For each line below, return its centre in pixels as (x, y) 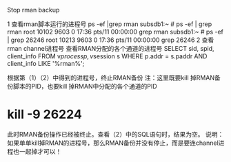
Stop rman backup (33, 10)
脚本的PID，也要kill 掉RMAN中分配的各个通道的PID (85, 86)
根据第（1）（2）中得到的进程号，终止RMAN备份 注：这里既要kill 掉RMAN (111, 78)
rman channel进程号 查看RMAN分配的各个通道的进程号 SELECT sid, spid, (111, 48)
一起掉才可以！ (40, 151)
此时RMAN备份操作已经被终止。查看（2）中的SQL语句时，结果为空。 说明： (115, 134)
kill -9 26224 (45, 114)
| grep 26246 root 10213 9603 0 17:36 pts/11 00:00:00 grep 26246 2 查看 (111, 40)
